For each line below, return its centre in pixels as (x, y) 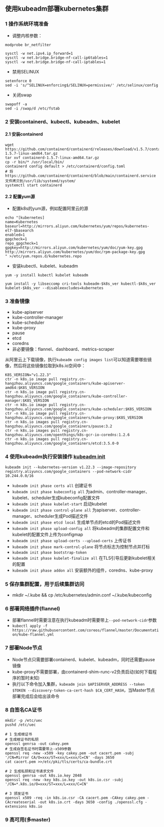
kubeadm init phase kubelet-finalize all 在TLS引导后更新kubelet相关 (84, 558)
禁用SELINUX (26, 71)
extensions (16, 806)
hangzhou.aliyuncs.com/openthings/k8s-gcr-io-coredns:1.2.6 (68, 435)
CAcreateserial (20, 802)
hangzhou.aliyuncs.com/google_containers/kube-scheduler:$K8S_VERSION (78, 409)
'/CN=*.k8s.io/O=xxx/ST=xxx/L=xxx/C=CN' (47, 784)
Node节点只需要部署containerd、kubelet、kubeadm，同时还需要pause (83, 659)
